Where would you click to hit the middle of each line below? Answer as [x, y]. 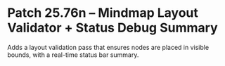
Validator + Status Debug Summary [112, 28]
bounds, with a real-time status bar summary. [73, 55]
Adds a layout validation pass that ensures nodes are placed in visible [108, 47]
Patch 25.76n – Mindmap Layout [103, 13]
